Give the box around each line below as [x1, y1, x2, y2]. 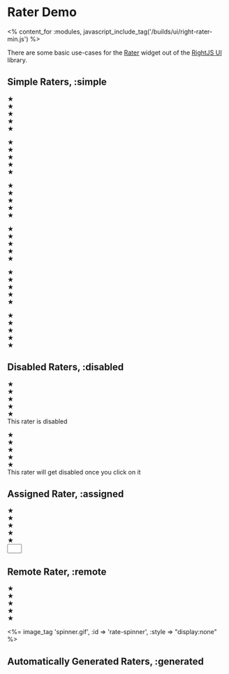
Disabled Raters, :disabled [7, 361, 124, 373]
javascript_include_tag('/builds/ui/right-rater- [83, 27, 213, 36]
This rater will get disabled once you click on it [7, 468, 141, 476]
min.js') [7, 34, 29, 43]
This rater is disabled [7, 417, 68, 426]
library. [7, 55, 28, 64]
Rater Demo [7, 4, 77, 20]
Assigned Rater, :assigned [7, 488, 124, 500]
